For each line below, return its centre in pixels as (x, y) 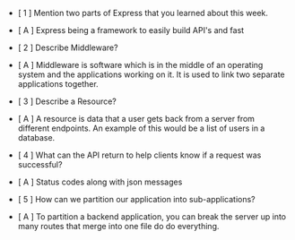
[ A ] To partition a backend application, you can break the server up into (152, 217)
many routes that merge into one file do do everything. (118, 226)
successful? (40, 164)
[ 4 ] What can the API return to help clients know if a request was (139, 155)
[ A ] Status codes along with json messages (100, 182)
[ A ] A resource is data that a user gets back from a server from (136, 119)
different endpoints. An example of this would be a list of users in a (141, 128)
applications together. (58, 84)
